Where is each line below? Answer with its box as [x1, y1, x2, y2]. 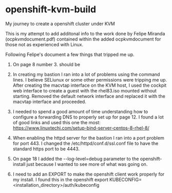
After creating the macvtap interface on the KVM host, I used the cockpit [12, 82, 167, 88]
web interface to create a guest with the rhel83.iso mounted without [12, 87, 157, 93]
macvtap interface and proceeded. [12, 99, 86, 105]
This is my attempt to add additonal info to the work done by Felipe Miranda [5, 30, 165, 36]
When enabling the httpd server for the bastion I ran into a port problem [12, 134, 164, 141]
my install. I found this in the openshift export [12, 176, 109, 183]
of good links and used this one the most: [12, 119, 101, 125]
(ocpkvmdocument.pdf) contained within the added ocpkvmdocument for [5, 36, 161, 42]
